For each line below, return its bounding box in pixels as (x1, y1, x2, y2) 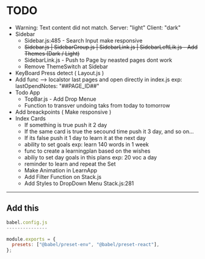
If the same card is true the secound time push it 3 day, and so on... (24, 128, 194, 135)
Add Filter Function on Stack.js (24, 173, 102, 180)
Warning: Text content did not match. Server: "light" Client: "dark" (15, 24, 181, 31)
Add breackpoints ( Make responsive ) (15, 108, 112, 115)
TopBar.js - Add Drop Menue (24, 95, 96, 103)
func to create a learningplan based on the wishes (24, 147, 151, 155)
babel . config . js (6, 219, 48, 225)
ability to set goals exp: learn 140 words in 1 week (24, 140, 149, 148)
